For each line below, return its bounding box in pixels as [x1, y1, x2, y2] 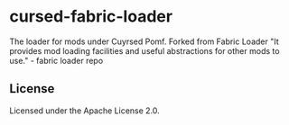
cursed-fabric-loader [9, 6, 173, 27]
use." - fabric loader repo [9, 55, 104, 66]
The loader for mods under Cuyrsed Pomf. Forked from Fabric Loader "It [9, 36, 280, 47]
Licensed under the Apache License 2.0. [9, 105, 160, 116]
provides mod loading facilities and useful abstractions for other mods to [9, 45, 280, 56]
